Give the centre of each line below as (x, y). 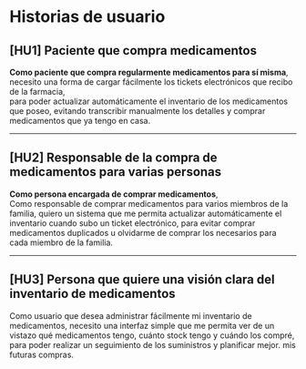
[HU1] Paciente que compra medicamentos (133, 51)
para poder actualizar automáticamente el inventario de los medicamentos (149, 101)
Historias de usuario (87, 17)
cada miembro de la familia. (61, 242)
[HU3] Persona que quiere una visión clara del (142, 280)
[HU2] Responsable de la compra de (113, 158)
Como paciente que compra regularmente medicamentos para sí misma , (149, 72)
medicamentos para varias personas (116, 172)
